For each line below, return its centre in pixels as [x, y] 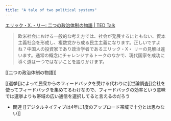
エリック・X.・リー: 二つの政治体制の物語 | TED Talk [60, 25]
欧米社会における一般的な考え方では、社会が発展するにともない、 [87, 36]
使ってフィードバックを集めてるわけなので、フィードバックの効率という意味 [86, 89]
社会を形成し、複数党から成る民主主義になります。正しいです [91, 42]
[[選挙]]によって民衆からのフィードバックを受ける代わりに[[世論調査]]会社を [86, 83]
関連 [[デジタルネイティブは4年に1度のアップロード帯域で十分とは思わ [87, 107]
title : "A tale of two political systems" [51, 10]
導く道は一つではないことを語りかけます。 [62, 61]
